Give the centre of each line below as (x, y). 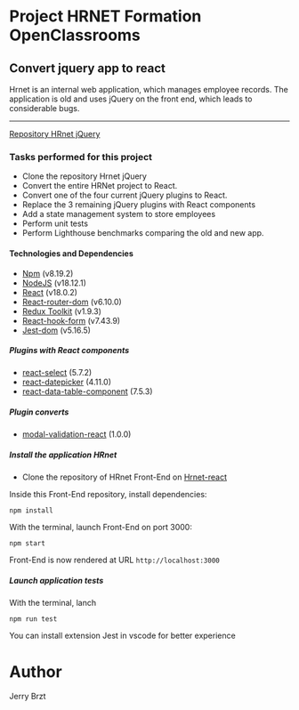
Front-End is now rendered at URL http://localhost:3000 (114, 560)
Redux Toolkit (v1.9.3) (62, 311)
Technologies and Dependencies (71, 253)
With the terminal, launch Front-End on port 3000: (101, 528)
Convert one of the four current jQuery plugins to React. (125, 195)
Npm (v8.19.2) (48, 273)
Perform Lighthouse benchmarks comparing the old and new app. (143, 233)
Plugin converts (39, 412)
